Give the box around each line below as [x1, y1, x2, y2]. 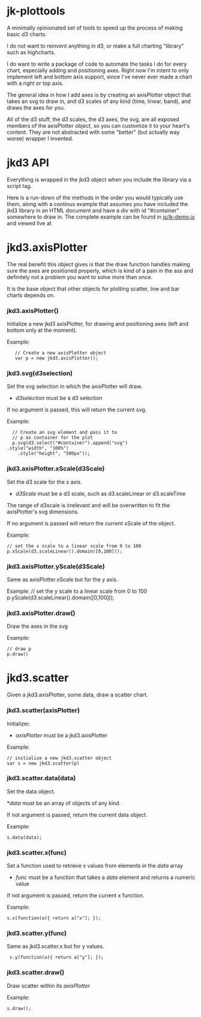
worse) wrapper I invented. [7, 134, 74, 142]
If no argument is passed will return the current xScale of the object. [7, 519, 176, 527]
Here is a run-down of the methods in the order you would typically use [7, 194, 184, 201]
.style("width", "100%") [7, 445, 69, 451]
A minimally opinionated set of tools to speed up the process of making [7, 24, 183, 31]
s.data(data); [7, 834, 43, 840]
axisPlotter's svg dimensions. [7, 508, 80, 515]
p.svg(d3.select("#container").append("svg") [12, 440, 128, 446]
